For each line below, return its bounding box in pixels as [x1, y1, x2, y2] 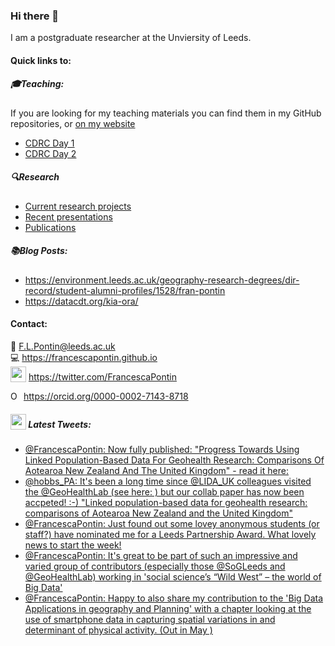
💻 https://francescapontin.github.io [10, 352, 158, 363]
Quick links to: [10, 54, 72, 66]
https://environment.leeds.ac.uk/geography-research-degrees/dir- [24, 274, 300, 286]
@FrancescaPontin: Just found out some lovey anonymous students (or [24, 517, 320, 529]
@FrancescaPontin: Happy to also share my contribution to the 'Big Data [24, 592, 324, 604]
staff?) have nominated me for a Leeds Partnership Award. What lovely [24, 528, 317, 540]
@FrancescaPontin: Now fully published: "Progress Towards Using [24, 443, 300, 455]
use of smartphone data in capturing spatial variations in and [24, 613, 276, 625]
